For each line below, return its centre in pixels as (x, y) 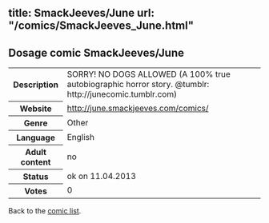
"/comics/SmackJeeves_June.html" (101, 26)
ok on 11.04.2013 (101, 176)
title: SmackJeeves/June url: (81, 13)
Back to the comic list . (45, 210)
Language (36, 137)
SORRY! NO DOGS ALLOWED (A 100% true (149, 74)
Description (36, 85)
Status (36, 177)
